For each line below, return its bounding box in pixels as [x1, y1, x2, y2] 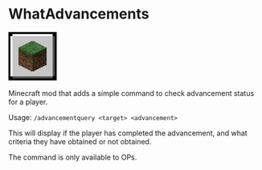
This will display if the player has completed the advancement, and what [8, 128, 248, 138]
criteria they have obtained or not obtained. [8, 136, 152, 146]
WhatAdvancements [8, 5, 149, 23]
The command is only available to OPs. [8, 152, 137, 162]
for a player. [8, 97, 48, 106]
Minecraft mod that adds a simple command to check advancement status [8, 88, 255, 97]
